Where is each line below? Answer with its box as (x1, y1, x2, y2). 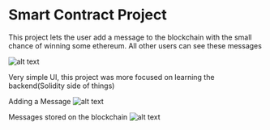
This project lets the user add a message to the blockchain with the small (8, 32, 253, 42)
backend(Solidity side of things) (8, 81, 115, 90)
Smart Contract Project (8, 6, 168, 24)
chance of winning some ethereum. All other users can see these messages (8, 40, 262, 50)
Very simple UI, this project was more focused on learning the (8, 72, 215, 82)
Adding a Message (8, 96, 71, 106)
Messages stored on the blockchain (8, 111, 128, 122)
